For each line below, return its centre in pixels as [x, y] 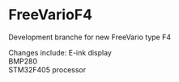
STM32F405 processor [47, 69]
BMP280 [23, 61]
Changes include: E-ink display [60, 52]
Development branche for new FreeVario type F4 [90, 37]
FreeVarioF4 [51, 15]
